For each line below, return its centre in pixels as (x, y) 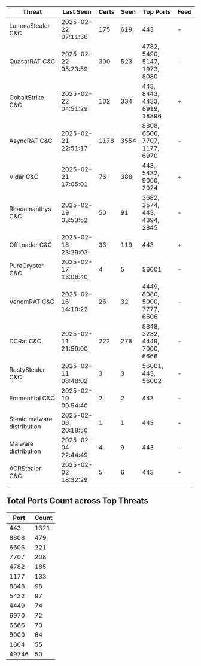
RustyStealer (27, 370)
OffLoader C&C (31, 245)
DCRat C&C (25, 341)
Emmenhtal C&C (32, 398)
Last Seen (77, 12)
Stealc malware (31, 419)
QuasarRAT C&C (32, 61)
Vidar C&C (24, 177)
